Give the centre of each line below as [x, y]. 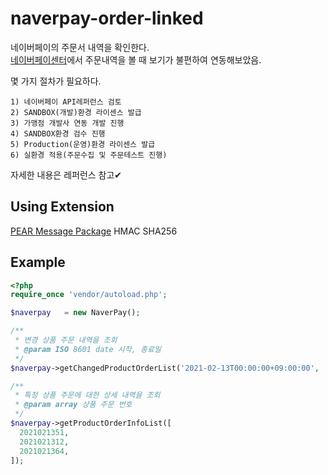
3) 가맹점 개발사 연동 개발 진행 [67, 123]
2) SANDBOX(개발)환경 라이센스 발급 [76, 112]
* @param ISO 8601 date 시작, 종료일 [88, 349]
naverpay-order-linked [107, 18]
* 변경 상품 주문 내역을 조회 [66, 340]
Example [38, 262]
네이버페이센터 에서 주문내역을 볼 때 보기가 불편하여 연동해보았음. [136, 59]
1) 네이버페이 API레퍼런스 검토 [66, 102]
